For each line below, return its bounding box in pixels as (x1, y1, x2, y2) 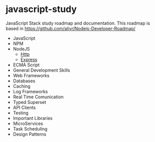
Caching (13, 83, 31, 89)
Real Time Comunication (13, 94, 64, 100)
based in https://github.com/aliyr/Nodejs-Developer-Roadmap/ (6, 25, 136, 31)
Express (20, 56, 38, 62)
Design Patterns (13, 131, 47, 137)
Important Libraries (13, 115, 53, 121)
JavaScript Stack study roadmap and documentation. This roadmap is (6, 20, 150, 26)
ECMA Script (13, 62, 40, 68)
